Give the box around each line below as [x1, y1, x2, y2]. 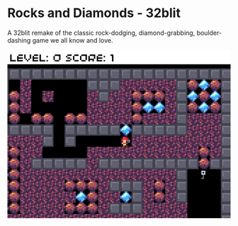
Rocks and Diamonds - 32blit [7, 5, 181, 21]
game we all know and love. [32, 36, 113, 44]
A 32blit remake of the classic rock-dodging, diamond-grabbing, [7, 28, 195, 37]
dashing [7, 36, 31, 44]
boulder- [196, 28, 222, 37]
